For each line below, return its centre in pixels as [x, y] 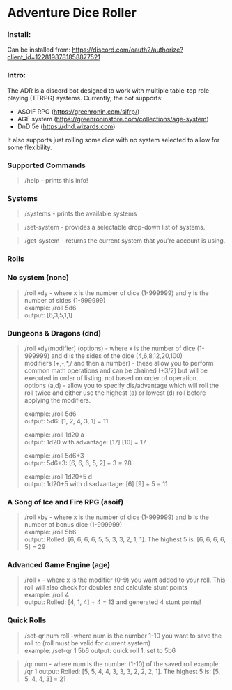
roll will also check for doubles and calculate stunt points [106, 587]
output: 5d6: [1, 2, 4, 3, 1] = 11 [66, 421]
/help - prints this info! [56, 181]
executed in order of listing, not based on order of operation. [111, 377]
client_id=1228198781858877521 [54, 57]
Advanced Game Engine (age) [59, 565]
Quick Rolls [27, 620]
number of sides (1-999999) [65, 300]
